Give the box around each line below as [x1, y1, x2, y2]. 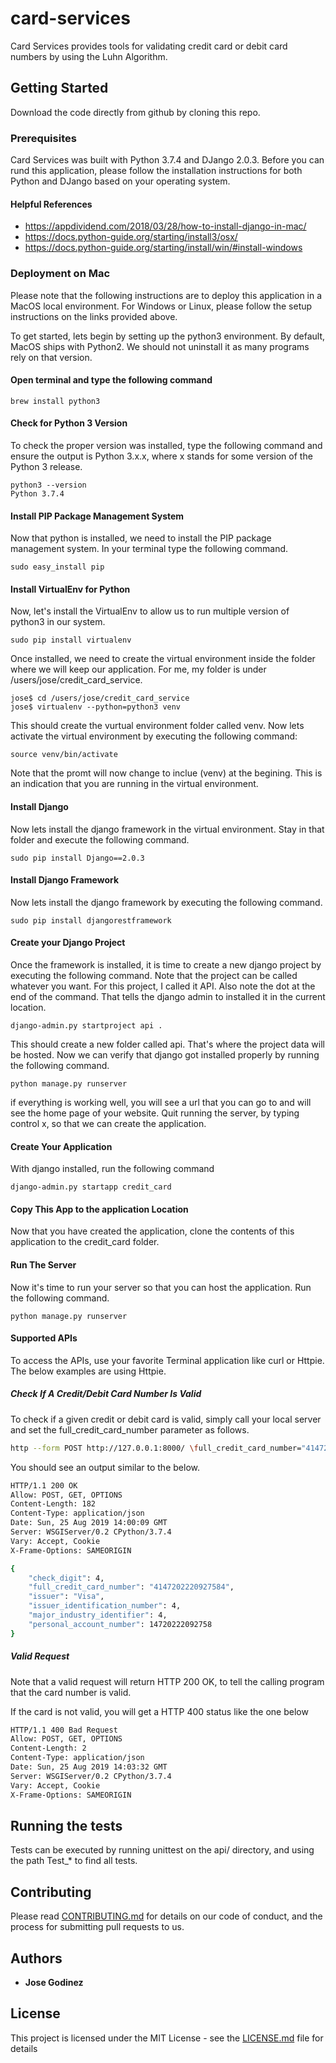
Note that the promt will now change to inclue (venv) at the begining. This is [10, 767, 323, 779]
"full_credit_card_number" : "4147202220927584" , [28, 1582, 235, 1592]
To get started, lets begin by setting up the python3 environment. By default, [10, 330, 326, 342]
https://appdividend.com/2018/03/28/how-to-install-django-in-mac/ [24, 220, 307, 232]
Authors [10, 1950, 63, 1967]
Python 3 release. [10, 460, 83, 472]
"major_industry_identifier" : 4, [28, 1610, 168, 1620]
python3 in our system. [10, 616, 106, 628]
